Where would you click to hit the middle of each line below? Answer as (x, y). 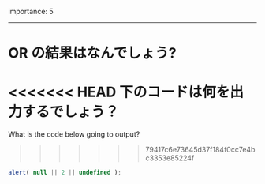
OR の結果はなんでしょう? (92, 53)
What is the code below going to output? (74, 134)
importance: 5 (31, 11)
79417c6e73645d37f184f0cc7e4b (200, 150)
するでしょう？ (71, 112)
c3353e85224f (170, 158)
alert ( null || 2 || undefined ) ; (65, 173)
